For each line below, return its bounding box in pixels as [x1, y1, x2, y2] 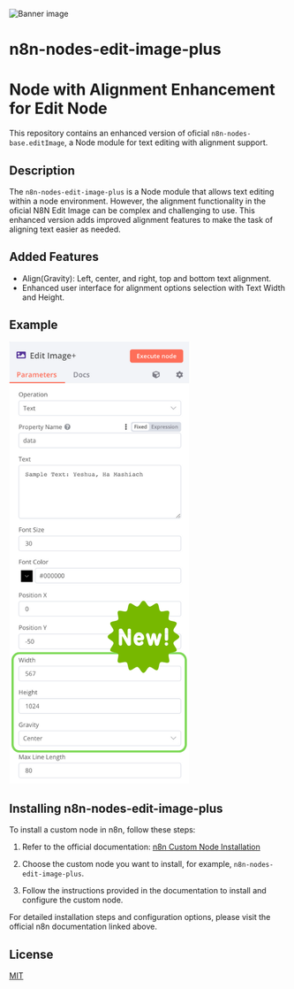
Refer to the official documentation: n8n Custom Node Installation [21, 841, 260, 853]
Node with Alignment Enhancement [9, 80, 275, 100]
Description [9, 163, 75, 178]
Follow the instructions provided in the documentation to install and [21, 885, 267, 896]
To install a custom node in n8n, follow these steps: [9, 824, 196, 835]
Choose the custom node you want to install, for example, [21, 859, 232, 870]
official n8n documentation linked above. [9, 921, 157, 932]
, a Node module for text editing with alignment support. [64, 137, 268, 148]
